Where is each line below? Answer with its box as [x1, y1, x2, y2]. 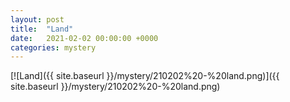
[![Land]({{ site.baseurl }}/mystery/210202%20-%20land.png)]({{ [10, 70, 280, 82]
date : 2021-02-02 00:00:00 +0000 [10, 33, 159, 43]
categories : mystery [10, 42, 97, 53]
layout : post [10, 14, 65, 25]
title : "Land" [10, 24, 74, 34]
